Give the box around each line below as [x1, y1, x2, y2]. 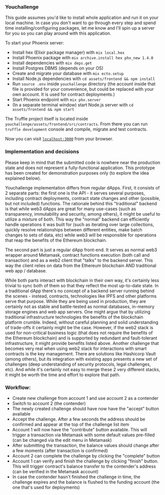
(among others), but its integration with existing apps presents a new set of [5, 356, 158, 362]
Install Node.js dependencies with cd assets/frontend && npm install [12, 76, 155, 82]
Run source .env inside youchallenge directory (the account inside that [12, 81, 156, 87]
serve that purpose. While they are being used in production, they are [5, 298, 146, 304]
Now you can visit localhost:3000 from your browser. [5, 136, 113, 142]
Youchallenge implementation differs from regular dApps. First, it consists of [5, 185, 160, 190]
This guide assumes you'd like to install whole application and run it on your [5, 15, 159, 21]
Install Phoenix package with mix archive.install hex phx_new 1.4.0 [12, 55, 154, 61]
